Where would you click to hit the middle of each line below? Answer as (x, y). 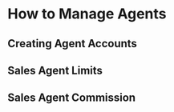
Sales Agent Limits (55, 70)
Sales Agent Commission (72, 98)
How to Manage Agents (87, 14)
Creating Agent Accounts (73, 44)
